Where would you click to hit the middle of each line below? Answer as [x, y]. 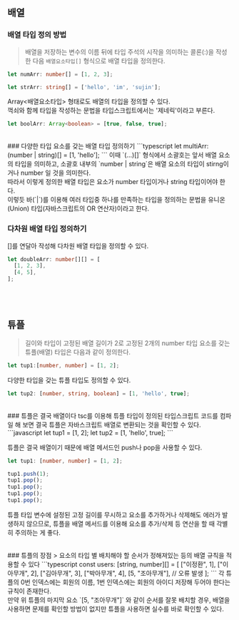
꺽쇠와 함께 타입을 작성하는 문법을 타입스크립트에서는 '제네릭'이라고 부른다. [111, 111]
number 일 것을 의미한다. [56, 173]
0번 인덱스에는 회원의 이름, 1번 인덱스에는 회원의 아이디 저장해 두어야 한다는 [125, 582]
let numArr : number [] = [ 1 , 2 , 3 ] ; [60, 74]
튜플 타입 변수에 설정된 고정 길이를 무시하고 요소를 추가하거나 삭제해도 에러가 [114, 514]
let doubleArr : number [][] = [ [54, 259]
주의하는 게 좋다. [37, 532]
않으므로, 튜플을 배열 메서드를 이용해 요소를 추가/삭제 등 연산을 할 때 [121, 524]
